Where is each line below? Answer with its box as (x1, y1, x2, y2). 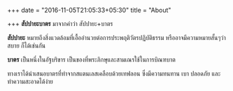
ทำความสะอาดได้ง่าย (7, 77, 54, 85)
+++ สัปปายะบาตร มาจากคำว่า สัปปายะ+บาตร (7, 20, 113, 27)
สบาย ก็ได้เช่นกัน (7, 41, 46, 50)
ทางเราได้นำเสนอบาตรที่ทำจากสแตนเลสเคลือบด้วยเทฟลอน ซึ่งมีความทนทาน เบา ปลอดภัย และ (7, 69, 221, 78)
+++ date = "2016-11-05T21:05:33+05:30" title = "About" (7, 6, 171, 14)
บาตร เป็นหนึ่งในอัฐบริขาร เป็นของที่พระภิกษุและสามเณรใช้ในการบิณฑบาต (7, 55, 176, 64)
